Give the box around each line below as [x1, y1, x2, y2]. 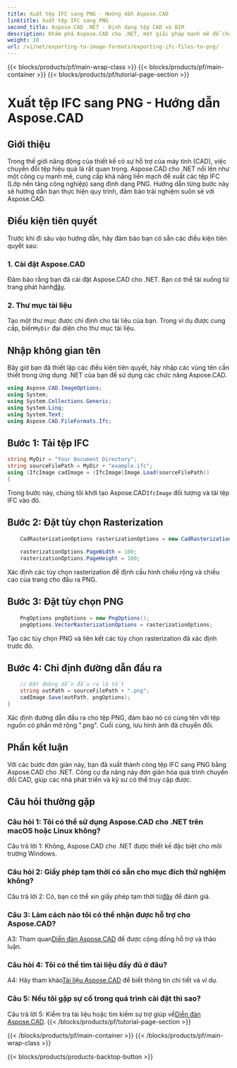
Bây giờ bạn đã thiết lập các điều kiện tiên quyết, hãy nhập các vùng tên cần [7, 363, 230, 372]
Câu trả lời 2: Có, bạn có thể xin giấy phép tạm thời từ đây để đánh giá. [7, 892, 211, 900]
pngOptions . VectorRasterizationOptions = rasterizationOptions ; [20, 621, 213, 628]
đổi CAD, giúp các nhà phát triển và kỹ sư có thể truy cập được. [7, 775, 192, 783]
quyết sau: [7, 242, 38, 250]
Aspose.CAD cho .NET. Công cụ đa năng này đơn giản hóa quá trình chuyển [7, 768, 229, 776]
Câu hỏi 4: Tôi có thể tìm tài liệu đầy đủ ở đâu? [7, 960, 168, 970]
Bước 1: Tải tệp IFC [7, 437, 90, 449]
